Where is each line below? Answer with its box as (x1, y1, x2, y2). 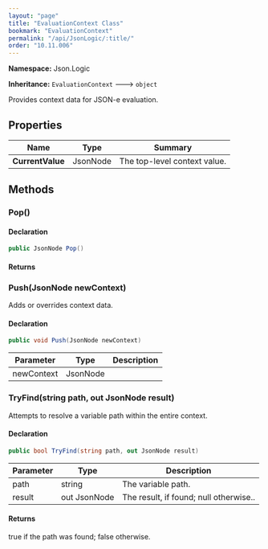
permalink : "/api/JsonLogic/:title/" (8, 34, 135, 43)
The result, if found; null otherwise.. (121, 491, 255, 502)
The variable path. (121, 478, 191, 490)
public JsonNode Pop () (8, 244, 84, 253)
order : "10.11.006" (8, 42, 74, 50)
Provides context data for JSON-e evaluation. (8, 95, 159, 104)
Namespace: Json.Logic (8, 64, 91, 73)
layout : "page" (8, 11, 59, 20)
